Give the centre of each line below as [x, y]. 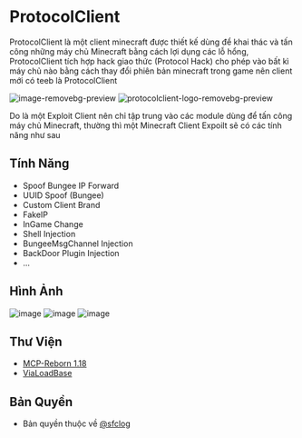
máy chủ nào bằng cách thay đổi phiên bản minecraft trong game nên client [151, 71]
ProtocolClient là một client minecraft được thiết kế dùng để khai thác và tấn [151, 42]
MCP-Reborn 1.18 [54, 363]
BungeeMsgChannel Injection [78, 244]
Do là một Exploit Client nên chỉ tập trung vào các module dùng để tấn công [151, 115]
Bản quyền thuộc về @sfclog [77, 423]
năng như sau [35, 134]
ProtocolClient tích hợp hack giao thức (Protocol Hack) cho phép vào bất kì [149, 61]
